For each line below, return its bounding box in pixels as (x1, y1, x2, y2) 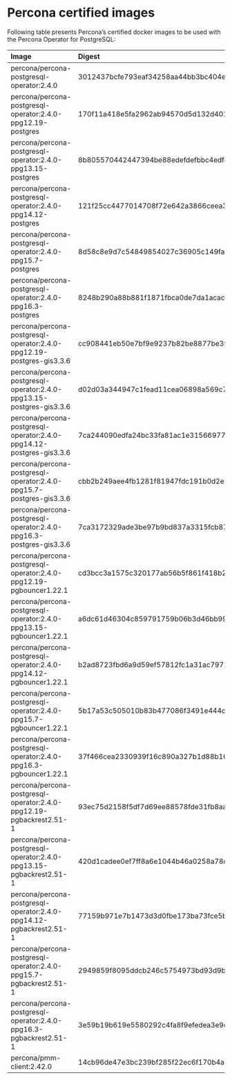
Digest (78, 51, 100, 61)
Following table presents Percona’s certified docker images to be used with (7, 28, 221, 36)
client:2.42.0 (10, 1061, 52, 1071)
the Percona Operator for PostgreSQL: (7, 35, 116, 43)
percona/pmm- (10, 1053, 61, 1063)
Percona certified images (7, 5, 155, 21)
